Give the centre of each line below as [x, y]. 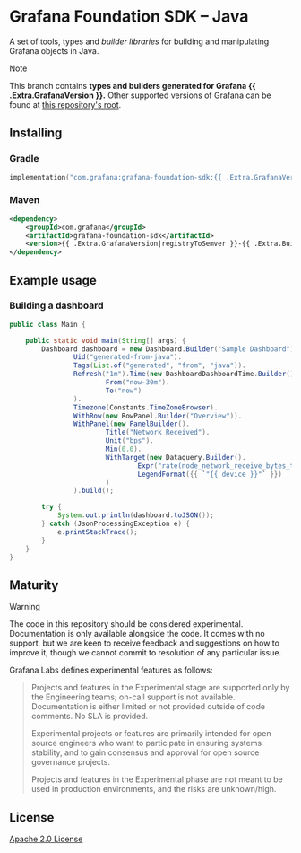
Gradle [24, 159]
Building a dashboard [57, 305]
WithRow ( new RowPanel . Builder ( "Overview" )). [158, 416]
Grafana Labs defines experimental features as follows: [111, 670]
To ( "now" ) [124, 391]
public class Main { [48, 324]
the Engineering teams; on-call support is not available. [133, 697]
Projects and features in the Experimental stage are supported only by [160, 688]
